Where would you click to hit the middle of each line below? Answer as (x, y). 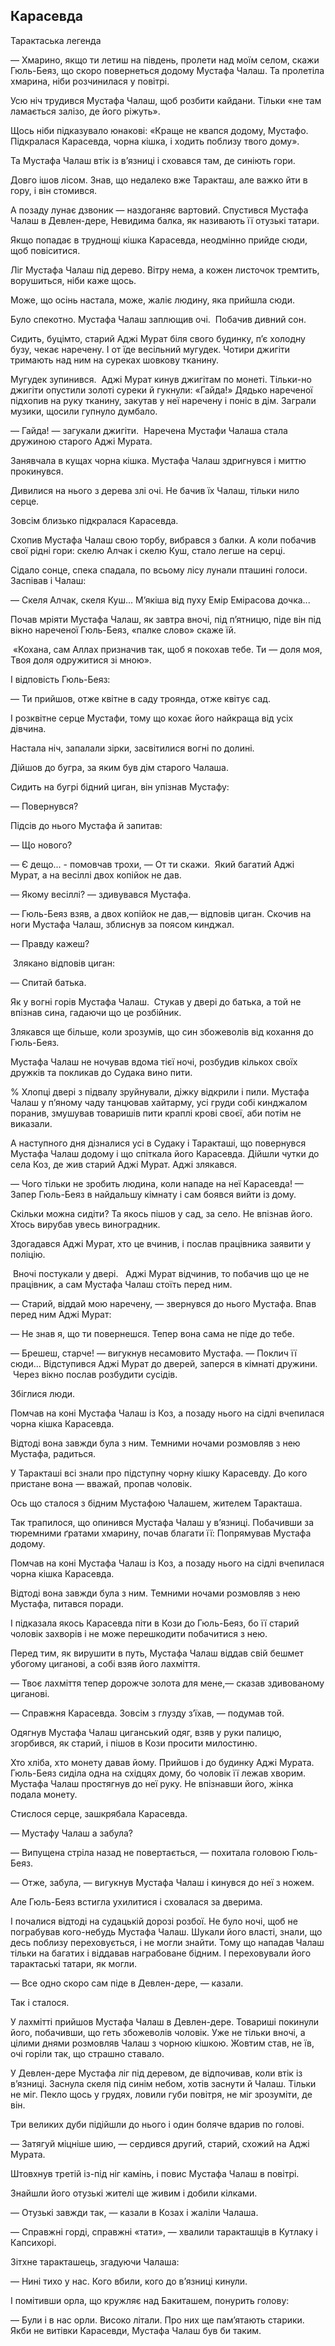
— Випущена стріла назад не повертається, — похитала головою (150, 1852)
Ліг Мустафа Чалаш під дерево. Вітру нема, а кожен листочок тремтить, (165, 270)
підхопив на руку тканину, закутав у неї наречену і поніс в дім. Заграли (163, 400)
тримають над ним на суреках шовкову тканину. (114, 360)
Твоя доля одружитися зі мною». (81, 660)
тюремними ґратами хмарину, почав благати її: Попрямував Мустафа (161, 1533)
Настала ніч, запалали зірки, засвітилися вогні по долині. (132, 748)
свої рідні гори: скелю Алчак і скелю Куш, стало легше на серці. (148, 550)
